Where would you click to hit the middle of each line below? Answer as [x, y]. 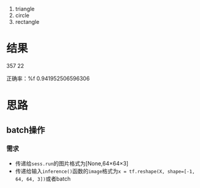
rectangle [27, 22]
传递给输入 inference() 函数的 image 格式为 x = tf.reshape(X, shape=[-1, [105, 171]
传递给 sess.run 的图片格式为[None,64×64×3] [72, 163]
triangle [25, 9]
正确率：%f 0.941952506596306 [48, 78]
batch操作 [26, 130]
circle [22, 15]
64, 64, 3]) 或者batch [43, 179]
